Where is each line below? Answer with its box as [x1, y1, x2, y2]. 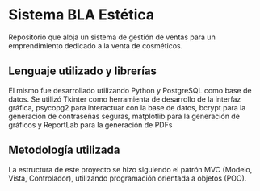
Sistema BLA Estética [8, 6, 155, 24]
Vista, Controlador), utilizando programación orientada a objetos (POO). [8, 173, 247, 183]
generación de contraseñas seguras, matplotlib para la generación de [8, 111, 241, 121]
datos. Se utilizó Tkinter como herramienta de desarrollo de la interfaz [8, 94, 241, 104]
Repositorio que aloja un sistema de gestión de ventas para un [8, 32, 216, 42]
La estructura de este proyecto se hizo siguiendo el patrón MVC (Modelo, [8, 164, 253, 174]
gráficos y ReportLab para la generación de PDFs [8, 119, 173, 130]
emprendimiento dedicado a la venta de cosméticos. [8, 40, 183, 50]
